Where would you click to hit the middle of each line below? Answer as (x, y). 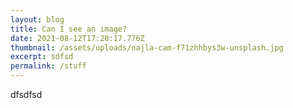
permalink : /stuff (48, 66)
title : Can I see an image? (69, 29)
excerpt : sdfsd (42, 57)
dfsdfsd (26, 94)
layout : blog (37, 19)
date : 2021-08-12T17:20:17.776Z (77, 38)
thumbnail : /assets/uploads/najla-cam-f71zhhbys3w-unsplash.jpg (147, 47)
